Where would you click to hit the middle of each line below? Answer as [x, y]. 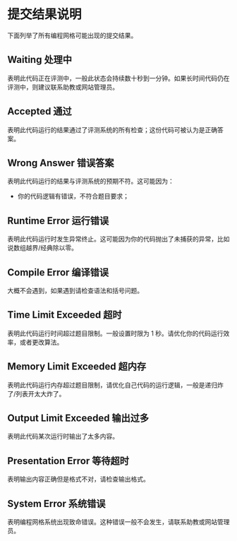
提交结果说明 [45, 14]
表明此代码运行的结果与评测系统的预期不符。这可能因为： [91, 182]
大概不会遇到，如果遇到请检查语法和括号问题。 [75, 291]
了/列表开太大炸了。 [36, 393]
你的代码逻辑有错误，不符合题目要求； [73, 196]
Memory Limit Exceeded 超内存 [77, 367]
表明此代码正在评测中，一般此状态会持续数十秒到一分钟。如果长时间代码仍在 [119, 78]
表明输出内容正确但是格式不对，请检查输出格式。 [78, 479]
